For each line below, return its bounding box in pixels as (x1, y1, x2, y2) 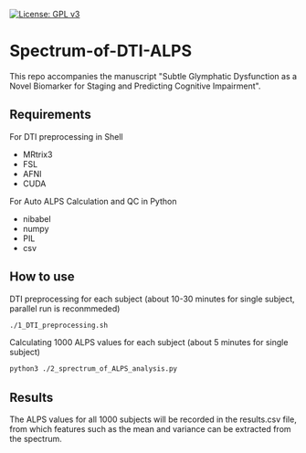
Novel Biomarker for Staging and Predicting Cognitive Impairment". (9, 80, 261, 91)
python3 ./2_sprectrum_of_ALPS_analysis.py (9, 364, 178, 374)
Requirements (9, 107, 91, 122)
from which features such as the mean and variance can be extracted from (9, 424, 291, 435)
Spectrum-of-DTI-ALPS (9, 41, 192, 61)
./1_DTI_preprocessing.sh (9, 321, 108, 330)
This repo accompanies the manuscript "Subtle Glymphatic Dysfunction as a (9, 70, 298, 81)
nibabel (22, 213, 52, 224)
